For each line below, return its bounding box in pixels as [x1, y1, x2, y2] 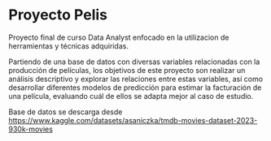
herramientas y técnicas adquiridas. [8, 41, 129, 50]
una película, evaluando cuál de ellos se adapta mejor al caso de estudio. [8, 91, 254, 100]
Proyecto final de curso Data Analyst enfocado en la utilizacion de [8, 32, 229, 42]
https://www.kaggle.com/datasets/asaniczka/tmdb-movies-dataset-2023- [8, 115, 258, 125]
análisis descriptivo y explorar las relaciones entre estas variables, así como [8, 74, 263, 83]
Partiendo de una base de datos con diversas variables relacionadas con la [8, 57, 260, 66]
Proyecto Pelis [8, 6, 108, 24]
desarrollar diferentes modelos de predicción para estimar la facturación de [8, 83, 262, 92]
